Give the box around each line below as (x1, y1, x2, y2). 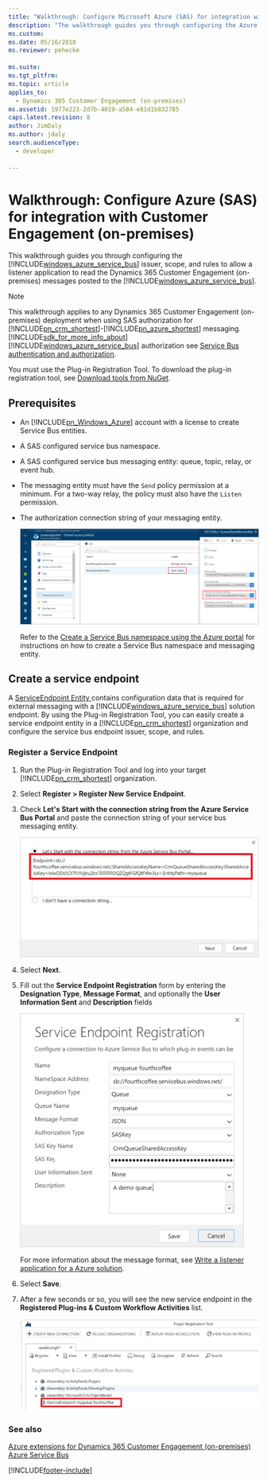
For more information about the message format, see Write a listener (19, 1255, 245, 1265)
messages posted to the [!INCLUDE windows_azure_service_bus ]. (42, 276, 257, 286)
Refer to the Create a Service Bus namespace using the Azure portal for (19, 632, 256, 642)
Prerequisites (8, 396, 76, 410)
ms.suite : (8, 64, 41, 72)
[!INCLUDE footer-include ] (8, 1465, 93, 1475)
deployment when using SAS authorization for (42, 315, 193, 326)
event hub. (19, 466, 56, 475)
